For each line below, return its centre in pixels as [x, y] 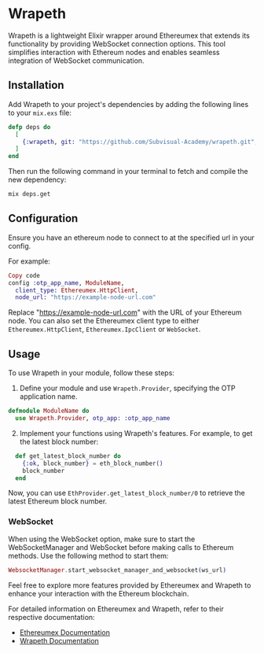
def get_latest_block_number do [68, 456]
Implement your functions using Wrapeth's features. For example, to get [136, 433]
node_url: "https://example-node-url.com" [86, 297]
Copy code [24, 275]
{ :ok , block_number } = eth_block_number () [93, 463]
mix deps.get [29, 194]
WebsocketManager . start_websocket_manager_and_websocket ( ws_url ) [117, 570]
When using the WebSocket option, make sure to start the [102, 539]
